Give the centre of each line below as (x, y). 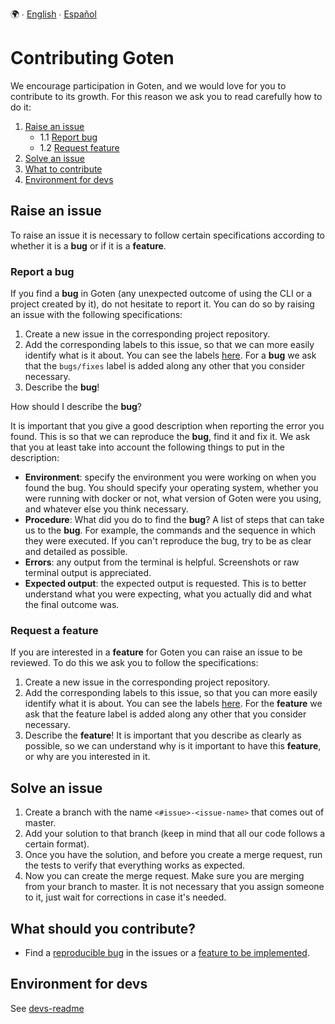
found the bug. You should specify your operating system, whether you (171, 488)
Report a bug (42, 271)
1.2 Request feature (79, 147)
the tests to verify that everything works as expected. (135, 865)
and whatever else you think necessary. (106, 509)
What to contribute (63, 169)
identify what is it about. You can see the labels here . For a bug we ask (170, 355)
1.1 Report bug (68, 137)
